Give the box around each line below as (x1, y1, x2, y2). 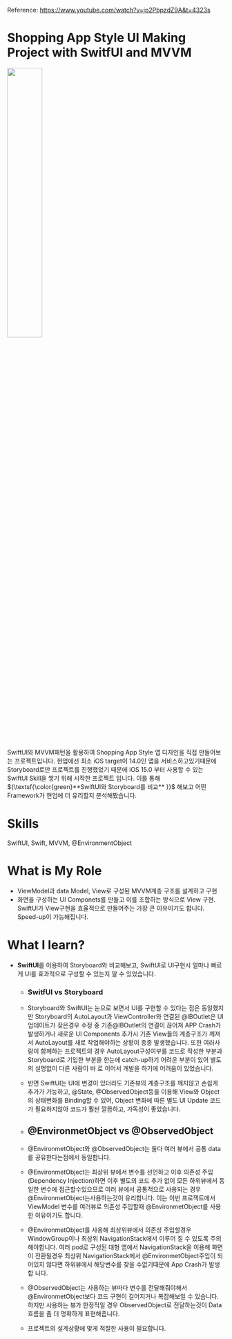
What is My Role (7, 863, 102, 879)
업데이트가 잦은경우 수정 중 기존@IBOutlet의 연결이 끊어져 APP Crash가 (27, 1021, 222, 1029)
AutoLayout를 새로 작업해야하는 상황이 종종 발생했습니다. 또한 (35, 1038, 202, 1047)
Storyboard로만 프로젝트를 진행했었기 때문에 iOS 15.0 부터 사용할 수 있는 (7, 765, 204, 773)
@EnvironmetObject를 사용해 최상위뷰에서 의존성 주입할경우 (27, 1226, 192, 1234)
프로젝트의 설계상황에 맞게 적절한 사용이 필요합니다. (27, 1324, 166, 1332)
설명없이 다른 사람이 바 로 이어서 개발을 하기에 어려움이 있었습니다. (35, 1064, 214, 1073)
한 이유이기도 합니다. (27, 1210, 84, 1219)
